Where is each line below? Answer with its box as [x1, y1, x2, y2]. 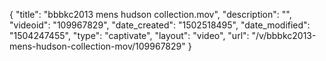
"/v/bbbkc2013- [251, 30, 317, 41]
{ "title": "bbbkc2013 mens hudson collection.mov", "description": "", [9, 9, 292, 20]
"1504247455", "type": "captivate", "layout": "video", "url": [9, 30, 250, 41]
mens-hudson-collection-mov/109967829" [9, 40, 186, 52]
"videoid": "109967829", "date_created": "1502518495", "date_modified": [9, 19, 311, 31]
